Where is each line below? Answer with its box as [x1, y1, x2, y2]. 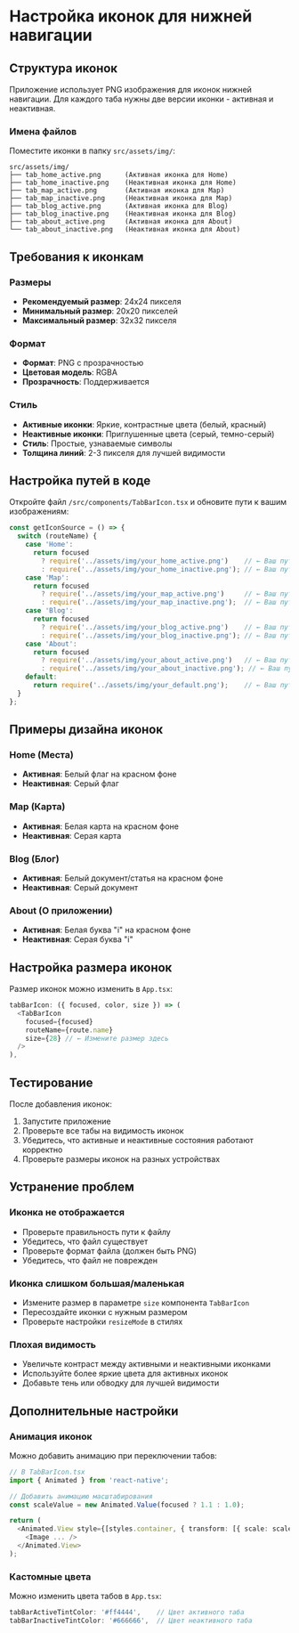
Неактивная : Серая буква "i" [21, 934, 133, 945]
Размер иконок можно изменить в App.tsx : [9, 984, 174, 995]
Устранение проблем [9, 1180, 135, 1195]
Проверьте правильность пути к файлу [21, 1226, 171, 1237]
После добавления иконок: [9, 1098, 113, 1109]
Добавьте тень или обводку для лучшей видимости [21, 1377, 220, 1388]
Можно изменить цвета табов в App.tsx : [9, 1591, 162, 1602]
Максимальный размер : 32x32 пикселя [21, 314, 177, 326]
